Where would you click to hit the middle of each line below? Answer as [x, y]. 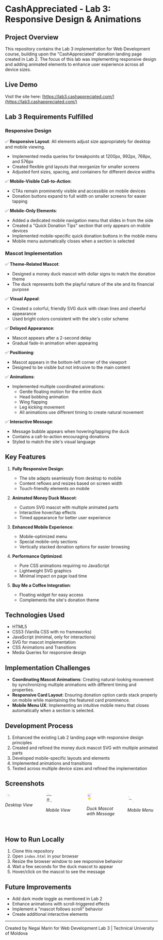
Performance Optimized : [37, 556]
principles [22, 743]
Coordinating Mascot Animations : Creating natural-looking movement [83, 680]
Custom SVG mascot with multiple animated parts [69, 507]
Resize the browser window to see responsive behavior [67, 861]
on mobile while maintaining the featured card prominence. [71, 700]
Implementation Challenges [48, 668]
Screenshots [25, 784]
